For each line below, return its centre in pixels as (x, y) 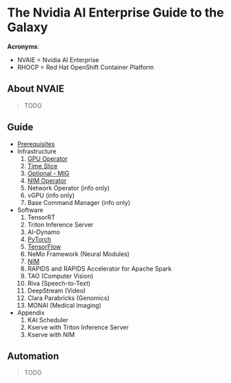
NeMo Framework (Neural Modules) (78, 254)
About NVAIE (36, 89)
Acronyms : (23, 46)
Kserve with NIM (51, 334)
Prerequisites (36, 144)
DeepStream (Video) (57, 291)
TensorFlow (44, 246)
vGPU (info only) (51, 195)
